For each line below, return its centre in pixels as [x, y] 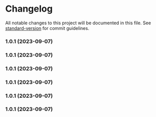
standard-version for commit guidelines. [47, 28]
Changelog [29, 9]
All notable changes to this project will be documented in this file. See [78, 23]
